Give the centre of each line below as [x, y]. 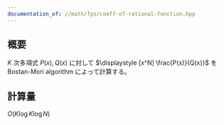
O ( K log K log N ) [29, 114]
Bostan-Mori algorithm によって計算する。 [69, 72]
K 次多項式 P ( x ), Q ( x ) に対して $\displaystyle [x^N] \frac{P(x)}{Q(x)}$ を [112, 63]
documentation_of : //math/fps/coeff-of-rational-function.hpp [101, 14]
